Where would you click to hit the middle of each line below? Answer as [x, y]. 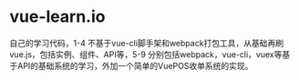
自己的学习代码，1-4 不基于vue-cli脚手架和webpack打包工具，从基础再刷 [147, 43]
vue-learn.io [57, 17]
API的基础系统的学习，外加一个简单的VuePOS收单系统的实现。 [135, 65]
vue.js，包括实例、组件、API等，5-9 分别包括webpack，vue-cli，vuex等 [146, 54]
